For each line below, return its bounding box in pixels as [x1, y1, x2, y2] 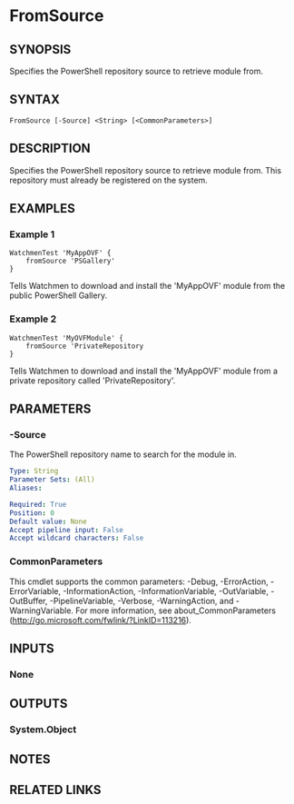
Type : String [9, 467, 59, 476]
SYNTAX [9, 92, 61, 107]
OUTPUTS [9, 696, 68, 711]
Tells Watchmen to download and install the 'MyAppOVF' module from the [9, 281, 286, 292]
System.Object [9, 723, 77, 736]
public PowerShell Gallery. [9, 290, 107, 301]
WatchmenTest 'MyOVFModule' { [9, 333, 124, 342]
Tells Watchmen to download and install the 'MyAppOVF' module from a [9, 365, 279, 376]
